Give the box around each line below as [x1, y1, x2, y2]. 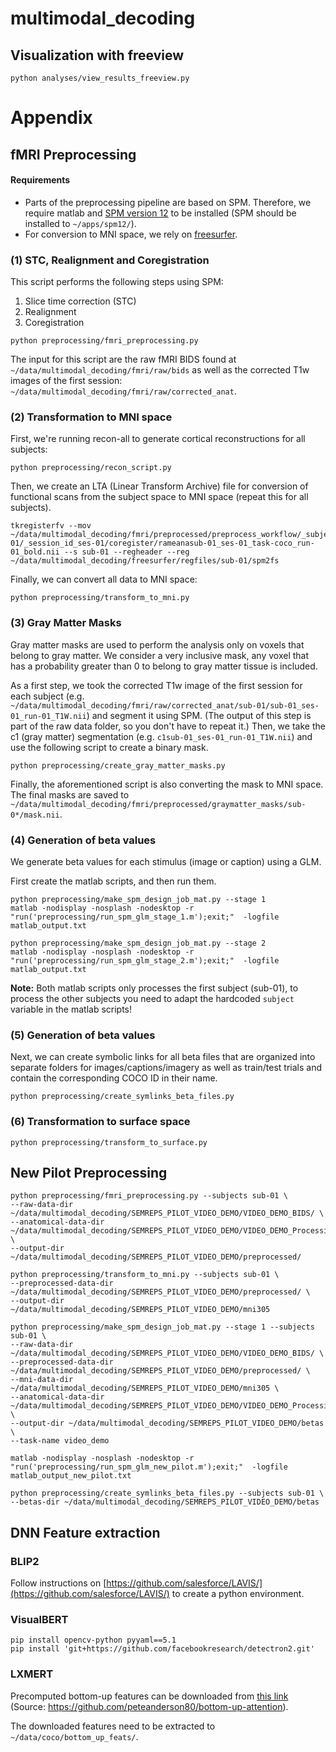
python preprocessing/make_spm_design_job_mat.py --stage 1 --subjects [10, 1322, 315, 1332]
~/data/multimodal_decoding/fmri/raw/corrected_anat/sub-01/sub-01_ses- [10, 700, 320, 711]
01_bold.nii [10, 547, 60, 557]
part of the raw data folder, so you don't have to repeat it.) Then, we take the [10, 720, 326, 732]
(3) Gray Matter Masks [10, 616, 122, 630]
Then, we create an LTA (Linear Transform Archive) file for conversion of [10, 480, 309, 492]
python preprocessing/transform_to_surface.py [10, 1137, 208, 1147]
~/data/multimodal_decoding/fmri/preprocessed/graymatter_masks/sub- [10, 799, 307, 809]
